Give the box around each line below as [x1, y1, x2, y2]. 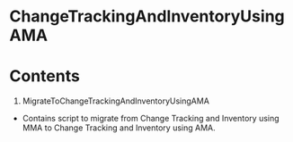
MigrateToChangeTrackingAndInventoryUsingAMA [22, 96, 209, 106]
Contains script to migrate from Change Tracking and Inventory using [22, 113, 280, 124]
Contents [9, 66, 81, 87]
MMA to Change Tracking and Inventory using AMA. [22, 122, 216, 133]
